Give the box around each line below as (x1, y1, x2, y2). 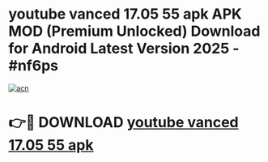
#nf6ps (8, 57, 59, 75)
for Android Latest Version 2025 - (8, 40, 240, 58)
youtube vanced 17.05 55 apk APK (8, 5, 242, 23)
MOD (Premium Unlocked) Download (8, 22, 261, 40)
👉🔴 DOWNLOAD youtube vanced (8, 113, 239, 132)
